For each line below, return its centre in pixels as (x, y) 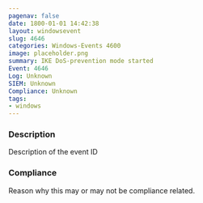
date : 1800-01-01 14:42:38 (54, 23)
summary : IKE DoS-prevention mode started (81, 61)
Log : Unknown (30, 76)
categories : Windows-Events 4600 (65, 46)
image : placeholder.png (49, 53)
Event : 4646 (28, 69)
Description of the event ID (53, 152)
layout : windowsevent (45, 31)
